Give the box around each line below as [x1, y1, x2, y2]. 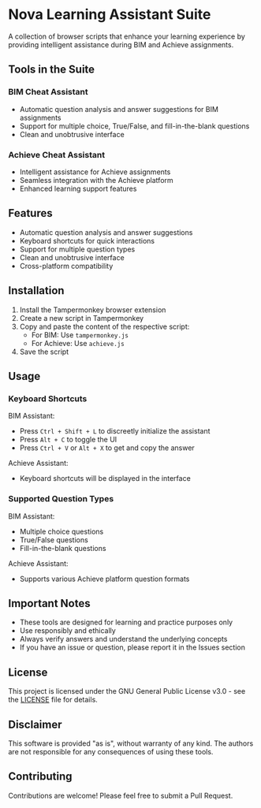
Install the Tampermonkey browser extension [19, 305, 166, 315]
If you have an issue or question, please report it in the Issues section [19, 642, 246, 652]
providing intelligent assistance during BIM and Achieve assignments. [8, 39, 234, 49]
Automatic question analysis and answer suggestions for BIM [19, 104, 219, 114]
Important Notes [8, 597, 91, 610]
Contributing [8, 770, 73, 784]
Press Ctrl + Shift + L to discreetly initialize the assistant [19, 426, 211, 436]
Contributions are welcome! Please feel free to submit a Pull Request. [8, 791, 233, 800]
